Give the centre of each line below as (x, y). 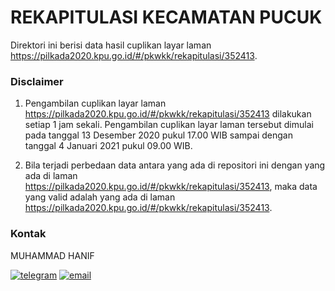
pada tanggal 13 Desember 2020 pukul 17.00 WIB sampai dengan (158, 135)
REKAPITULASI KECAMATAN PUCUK (166, 17)
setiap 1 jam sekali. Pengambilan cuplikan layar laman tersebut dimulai (169, 125)
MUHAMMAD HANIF (52, 255)
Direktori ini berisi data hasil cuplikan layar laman (111, 45)
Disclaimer (37, 81)
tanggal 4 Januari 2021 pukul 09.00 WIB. (108, 146)
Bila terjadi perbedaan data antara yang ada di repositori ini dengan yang (175, 165)
